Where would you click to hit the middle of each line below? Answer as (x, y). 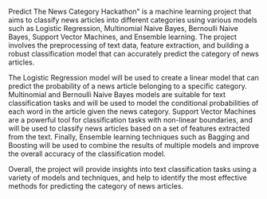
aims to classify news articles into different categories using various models (133, 20)
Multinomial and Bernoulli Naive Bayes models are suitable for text (117, 94)
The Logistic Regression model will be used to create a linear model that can (133, 78)
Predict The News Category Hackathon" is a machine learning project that (130, 12)
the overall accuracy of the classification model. (87, 154)
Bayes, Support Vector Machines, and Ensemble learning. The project (123, 37)
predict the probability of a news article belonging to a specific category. (128, 86)
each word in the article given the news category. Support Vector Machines (132, 111)
